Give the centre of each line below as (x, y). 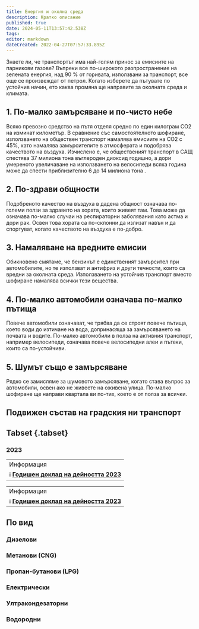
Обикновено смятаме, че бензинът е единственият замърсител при (93, 262)
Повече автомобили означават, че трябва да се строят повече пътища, (97, 323)
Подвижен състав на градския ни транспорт (94, 413)
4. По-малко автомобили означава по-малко (94, 299)
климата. (18, 93)
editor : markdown (28, 39)
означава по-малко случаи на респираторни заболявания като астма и (97, 216)
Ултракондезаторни (37, 603)
